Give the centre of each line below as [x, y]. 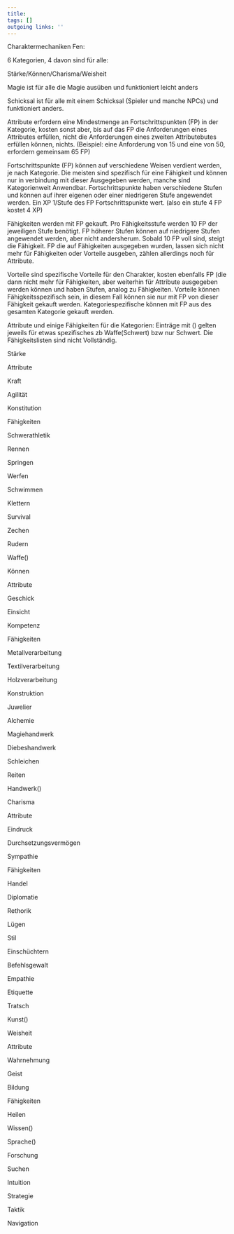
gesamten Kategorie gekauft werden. [61, 312]
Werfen [18, 476]
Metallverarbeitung [35, 653]
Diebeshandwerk [32, 748]
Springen [20, 463]
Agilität [17, 395]
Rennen [18, 449]
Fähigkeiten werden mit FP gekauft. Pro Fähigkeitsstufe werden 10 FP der [112, 224]
